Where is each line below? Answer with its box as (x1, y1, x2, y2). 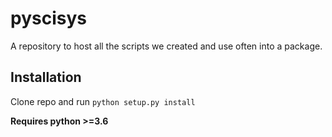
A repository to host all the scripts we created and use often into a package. (10, 40, 323, 52)
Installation (10, 69, 82, 86)
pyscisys (10, 7, 87, 30)
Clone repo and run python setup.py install (10, 95, 196, 107)
